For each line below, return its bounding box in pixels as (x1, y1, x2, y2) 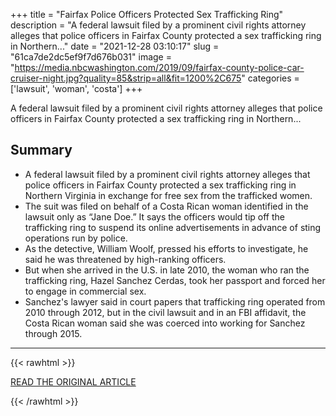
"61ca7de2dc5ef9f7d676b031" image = (10, 51, 172, 63)
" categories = (241, 72, 300, 84)
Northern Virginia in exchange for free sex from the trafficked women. (24, 189, 313, 201)
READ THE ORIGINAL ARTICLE (10, 375, 137, 388)
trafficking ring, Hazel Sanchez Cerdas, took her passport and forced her (24, 274, 326, 286)
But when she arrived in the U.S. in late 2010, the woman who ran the (24, 264, 310, 276)
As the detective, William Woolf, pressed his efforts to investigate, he (24, 242, 309, 254)
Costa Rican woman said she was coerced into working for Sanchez (24, 317, 306, 329)
